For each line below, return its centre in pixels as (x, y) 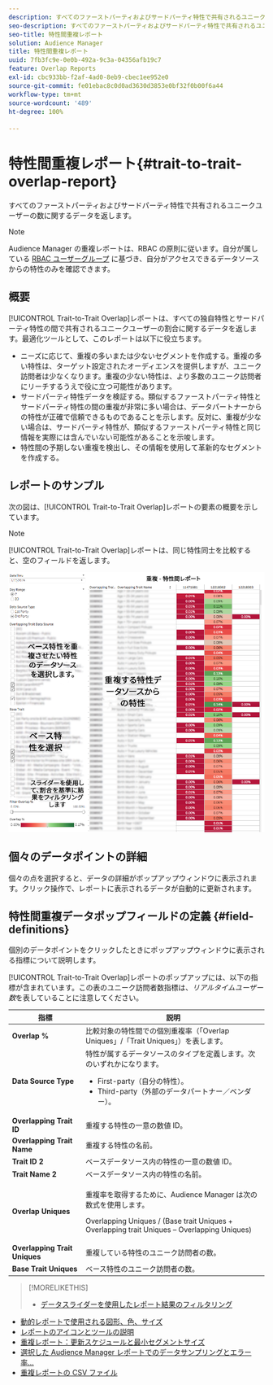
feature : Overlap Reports (52, 69)
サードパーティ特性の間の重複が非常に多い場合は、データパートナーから (141, 406)
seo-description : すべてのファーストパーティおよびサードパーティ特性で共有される (132, 26)
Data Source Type (43, 1081)
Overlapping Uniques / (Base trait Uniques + (159, 1221)
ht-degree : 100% (36, 111)
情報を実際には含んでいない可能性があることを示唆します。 (119, 437)
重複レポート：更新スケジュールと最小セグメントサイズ (113, 1342)
